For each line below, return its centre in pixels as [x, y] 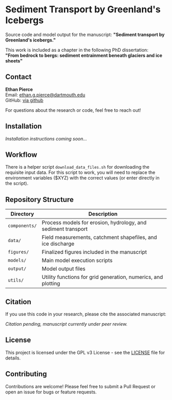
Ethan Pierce [19, 89]
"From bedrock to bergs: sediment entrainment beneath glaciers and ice [84, 55]
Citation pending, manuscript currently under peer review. [67, 324]
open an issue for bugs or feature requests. [51, 392]
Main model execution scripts [77, 261]
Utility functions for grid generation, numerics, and [102, 277]
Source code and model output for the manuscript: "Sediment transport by [85, 34]
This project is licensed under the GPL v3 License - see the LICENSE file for [85, 352]
